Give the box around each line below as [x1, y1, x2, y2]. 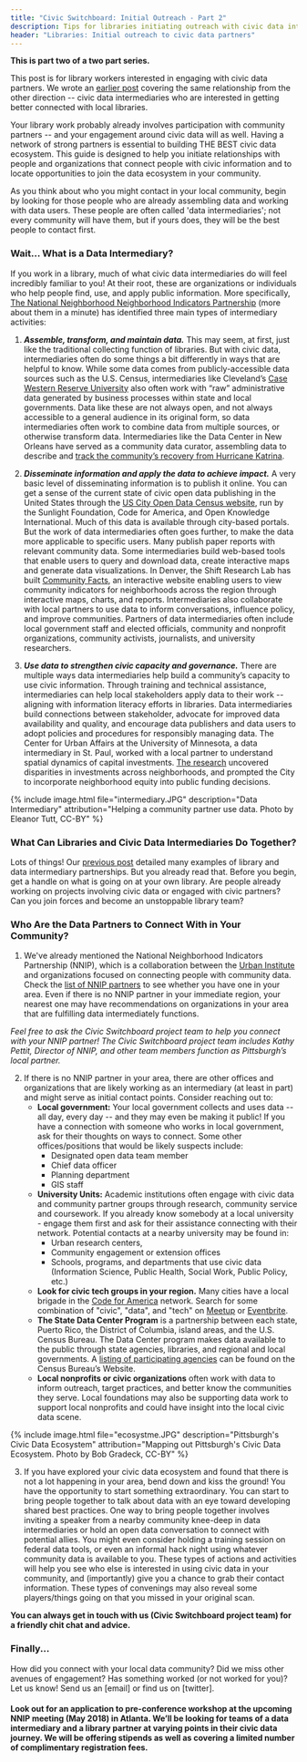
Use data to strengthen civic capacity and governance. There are [23, 660, 277, 671]
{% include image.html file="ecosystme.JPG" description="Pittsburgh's [10, 1429, 280, 1440]
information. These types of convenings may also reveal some [23, 1582, 258, 1593]
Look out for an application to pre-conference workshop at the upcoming [10, 1704, 292, 1715]
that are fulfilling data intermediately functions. [23, 1008, 200, 1019]
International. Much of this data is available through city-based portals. [23, 516, 290, 527]
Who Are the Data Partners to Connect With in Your [10, 918, 241, 931]
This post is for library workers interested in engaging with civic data [10, 73, 268, 84]
